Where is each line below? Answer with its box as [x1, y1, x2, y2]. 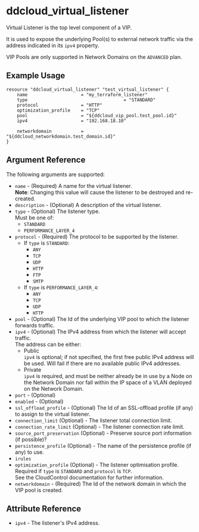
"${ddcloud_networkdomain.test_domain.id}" [6, 133, 116, 140]
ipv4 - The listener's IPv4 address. [14, 519, 100, 527]
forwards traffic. [14, 321, 55, 329]
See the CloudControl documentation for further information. [14, 474, 164, 481]
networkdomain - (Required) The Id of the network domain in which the [14, 480, 186, 487]
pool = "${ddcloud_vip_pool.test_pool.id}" [17, 112, 178, 119]
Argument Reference [6, 155, 86, 165]
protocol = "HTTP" [17, 102, 102, 108]
